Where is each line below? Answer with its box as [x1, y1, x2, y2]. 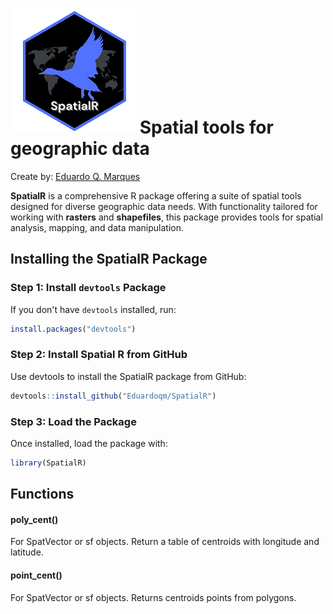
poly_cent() [10, 513, 59, 525]
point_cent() [10, 569, 63, 582]
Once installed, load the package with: [10, 437, 168, 449]
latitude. [10, 546, 44, 558]
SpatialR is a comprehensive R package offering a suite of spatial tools [10, 189, 302, 202]
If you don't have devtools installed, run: [10, 303, 177, 315]
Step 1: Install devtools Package [10, 281, 167, 295]
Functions [10, 486, 75, 503]
